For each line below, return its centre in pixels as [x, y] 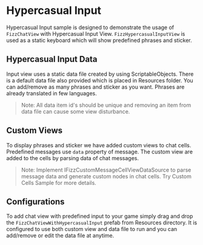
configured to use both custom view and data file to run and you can [92, 229]
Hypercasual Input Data [52, 59]
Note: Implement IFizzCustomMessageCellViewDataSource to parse [106, 170]
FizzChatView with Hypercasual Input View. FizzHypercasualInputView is [96, 33]
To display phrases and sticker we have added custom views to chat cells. [99, 145]
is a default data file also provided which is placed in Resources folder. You [100, 80]
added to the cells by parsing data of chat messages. [73, 158]
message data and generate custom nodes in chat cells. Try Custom [106, 176]
